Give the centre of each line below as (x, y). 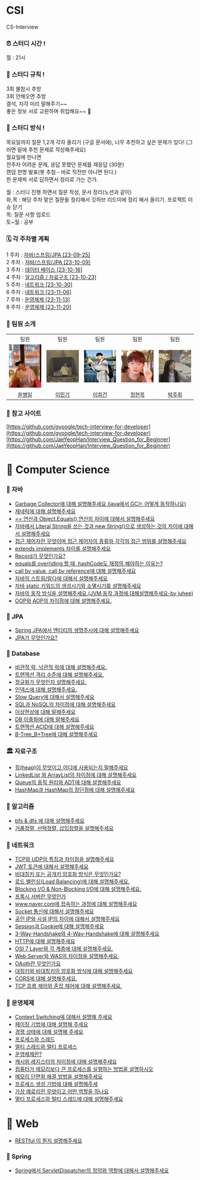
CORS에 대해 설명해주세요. (46, 978)
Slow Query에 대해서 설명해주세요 (54, 697)
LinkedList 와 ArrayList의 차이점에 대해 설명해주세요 (76, 775)
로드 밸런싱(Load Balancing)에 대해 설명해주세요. (72, 882)
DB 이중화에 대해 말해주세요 (47, 719)
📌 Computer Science (58, 470)
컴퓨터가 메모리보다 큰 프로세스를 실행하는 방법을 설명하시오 (84, 1069)
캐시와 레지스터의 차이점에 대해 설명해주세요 (66, 1062)
